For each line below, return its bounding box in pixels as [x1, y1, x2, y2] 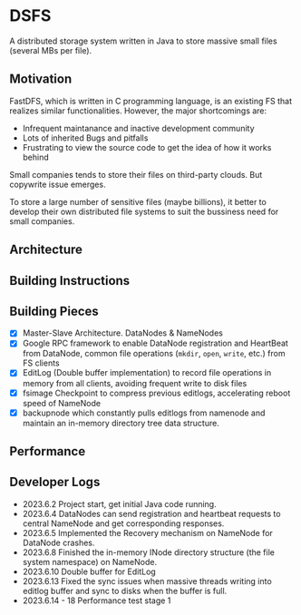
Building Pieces [9, 303, 100, 318]
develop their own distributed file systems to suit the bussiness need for [9, 206, 279, 217]
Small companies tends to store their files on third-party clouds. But [9, 169, 263, 180]
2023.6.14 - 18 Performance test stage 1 [22, 595, 171, 606]
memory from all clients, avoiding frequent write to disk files [22, 377, 248, 388]
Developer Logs [9, 474, 101, 490]
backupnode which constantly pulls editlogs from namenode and [22, 407, 266, 418]
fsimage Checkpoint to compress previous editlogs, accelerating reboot [22, 387, 291, 398]
